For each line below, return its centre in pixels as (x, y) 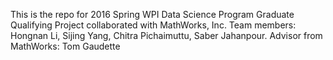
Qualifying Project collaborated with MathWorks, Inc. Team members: (153, 25)
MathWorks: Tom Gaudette (65, 46)
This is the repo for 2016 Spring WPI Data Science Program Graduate (152, 14)
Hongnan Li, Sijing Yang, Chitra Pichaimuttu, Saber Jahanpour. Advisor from (166, 35)
